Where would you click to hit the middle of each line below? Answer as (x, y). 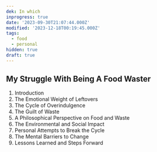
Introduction (29, 93)
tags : (13, 33)
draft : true (20, 55)
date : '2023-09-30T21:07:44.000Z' (48, 22)
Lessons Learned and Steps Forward (59, 143)
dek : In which (23, 11)
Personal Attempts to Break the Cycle (60, 130)
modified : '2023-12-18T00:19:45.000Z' (53, 28)
